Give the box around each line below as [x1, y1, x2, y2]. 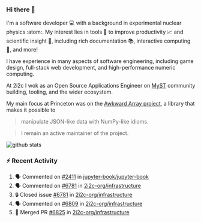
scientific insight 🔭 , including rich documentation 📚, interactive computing [6, 37, 191, 44]
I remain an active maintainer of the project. [20, 130, 129, 137]
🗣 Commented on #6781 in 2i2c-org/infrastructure [14, 182, 141, 189]
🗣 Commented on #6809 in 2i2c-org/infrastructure [14, 200, 143, 207]
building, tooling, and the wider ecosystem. [6, 88, 113, 95]
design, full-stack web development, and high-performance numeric [6, 64, 176, 71]
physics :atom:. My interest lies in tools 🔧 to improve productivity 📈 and [6, 28, 184, 35]
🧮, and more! [6, 46, 38, 53]
